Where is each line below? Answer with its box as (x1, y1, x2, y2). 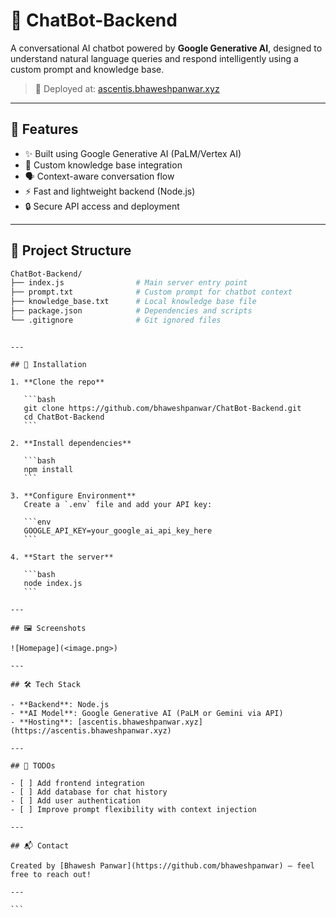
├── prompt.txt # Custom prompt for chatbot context (10, 287, 293, 298)
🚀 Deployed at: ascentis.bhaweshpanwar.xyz (34, 82, 220, 94)
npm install (23, 464, 74, 474)
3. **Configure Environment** (10, 490, 137, 501)
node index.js (23, 578, 83, 588)
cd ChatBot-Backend (23, 412, 105, 422)
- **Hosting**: (10, 717, 74, 727)
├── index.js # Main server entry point (10, 278, 248, 288)
